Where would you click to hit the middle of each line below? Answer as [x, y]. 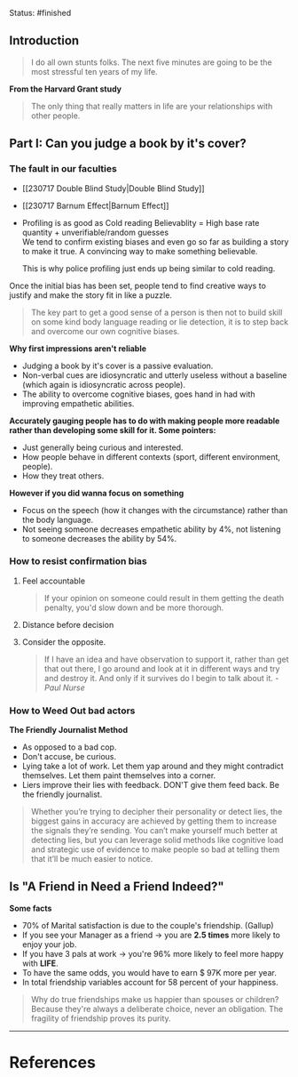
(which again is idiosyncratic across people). [104, 384]
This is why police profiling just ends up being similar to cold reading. [149, 268]
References [52, 1063]
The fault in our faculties [63, 169]
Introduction [44, 40]
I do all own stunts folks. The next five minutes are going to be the [151, 62]
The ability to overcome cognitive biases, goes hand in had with [138, 394]
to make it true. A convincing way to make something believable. [140, 251]
